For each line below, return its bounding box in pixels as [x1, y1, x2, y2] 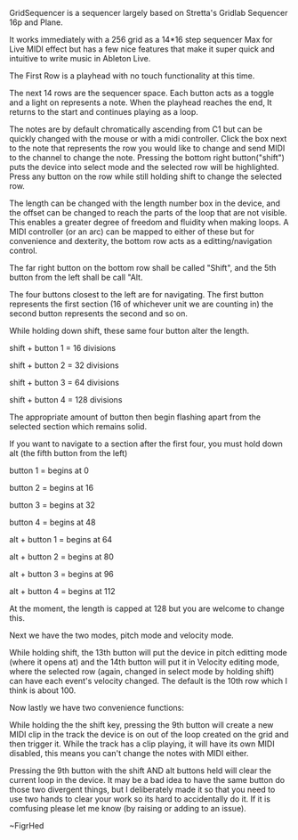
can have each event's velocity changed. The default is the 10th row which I [9, 676, 287, 686]
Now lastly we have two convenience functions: [9, 703, 185, 713]
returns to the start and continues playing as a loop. [9, 107, 198, 117]
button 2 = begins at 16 [9, 483, 94, 493]
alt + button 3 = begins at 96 [9, 569, 114, 579]
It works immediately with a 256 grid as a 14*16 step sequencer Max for [9, 35, 273, 45]
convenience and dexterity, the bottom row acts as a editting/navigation [9, 236, 273, 246]
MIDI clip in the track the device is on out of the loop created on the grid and [9, 730, 289, 739]
